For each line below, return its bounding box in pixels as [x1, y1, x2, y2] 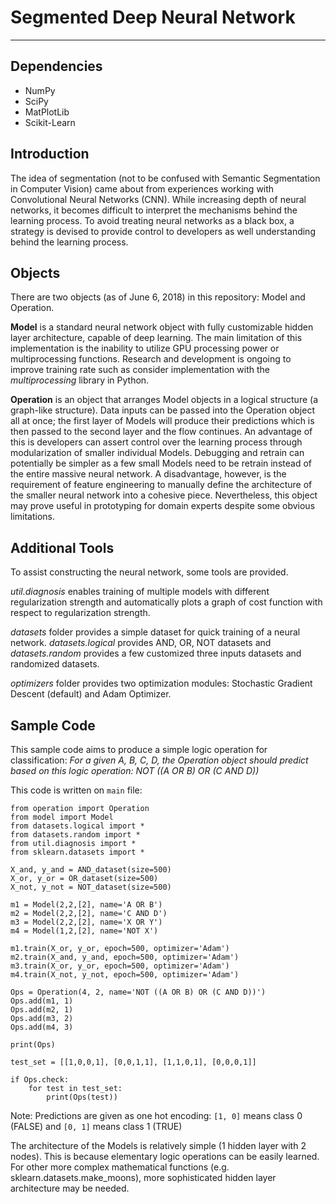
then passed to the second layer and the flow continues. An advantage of [10, 426, 313, 438]
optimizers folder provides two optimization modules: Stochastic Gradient [10, 677, 313, 690]
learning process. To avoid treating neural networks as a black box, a [10, 214, 295, 226]
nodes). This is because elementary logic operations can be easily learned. [10, 1151, 320, 1162]
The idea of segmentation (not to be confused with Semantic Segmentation [10, 172, 321, 184]
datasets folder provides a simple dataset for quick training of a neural [10, 626, 301, 638]
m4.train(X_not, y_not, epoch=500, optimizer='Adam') [10, 970, 240, 980]
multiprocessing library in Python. [10, 374, 150, 386]
